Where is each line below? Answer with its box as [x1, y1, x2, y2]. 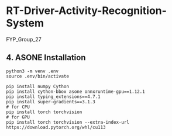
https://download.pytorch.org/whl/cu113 [6, 124, 106, 130]
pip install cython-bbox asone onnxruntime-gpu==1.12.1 [6, 89, 145, 95]
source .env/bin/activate [6, 73, 69, 79]
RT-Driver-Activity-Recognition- [6, 4, 167, 18]
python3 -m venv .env [6, 68, 59, 74]
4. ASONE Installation [6, 53, 86, 62]
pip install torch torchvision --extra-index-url [6, 119, 130, 125]
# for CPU [6, 104, 30, 110]
